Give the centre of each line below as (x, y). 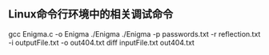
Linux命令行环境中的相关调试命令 (91, 14)
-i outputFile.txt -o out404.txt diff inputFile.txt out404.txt (101, 42)
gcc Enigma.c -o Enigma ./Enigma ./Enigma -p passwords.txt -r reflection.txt (134, 33)
